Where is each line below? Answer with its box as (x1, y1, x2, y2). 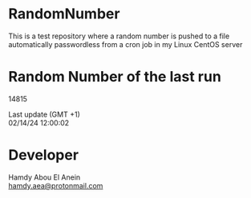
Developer (8, 146, 79, 164)
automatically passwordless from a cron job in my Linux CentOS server (8, 39, 243, 49)
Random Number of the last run (8, 68, 222, 86)
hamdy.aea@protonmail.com (8, 180, 103, 190)
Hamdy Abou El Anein (8, 172, 81, 182)
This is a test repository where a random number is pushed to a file (8, 31, 230, 41)
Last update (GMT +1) (8, 109, 80, 119)
